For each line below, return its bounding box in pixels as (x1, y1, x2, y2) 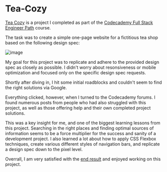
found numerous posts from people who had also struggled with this (5, 99, 146, 105)
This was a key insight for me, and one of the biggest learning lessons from (5, 120, 160, 126)
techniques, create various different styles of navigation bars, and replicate (5, 141, 160, 147)
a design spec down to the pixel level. (5, 146, 83, 152)
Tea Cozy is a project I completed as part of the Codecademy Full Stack (5, 19, 153, 25)
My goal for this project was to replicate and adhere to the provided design (5, 59, 159, 65)
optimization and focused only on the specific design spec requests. (5, 69, 146, 75)
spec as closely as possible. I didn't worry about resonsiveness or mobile (5, 64, 156, 70)
